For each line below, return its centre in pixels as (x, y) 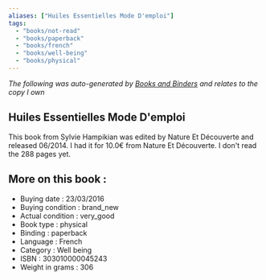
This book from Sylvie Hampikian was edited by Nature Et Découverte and (131, 137)
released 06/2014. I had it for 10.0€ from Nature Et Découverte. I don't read (133, 145)
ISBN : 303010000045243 (63, 258)
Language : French (51, 241)
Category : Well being (56, 249)
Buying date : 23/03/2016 (62, 199)
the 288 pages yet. (39, 154)
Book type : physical (54, 224)
